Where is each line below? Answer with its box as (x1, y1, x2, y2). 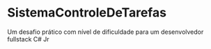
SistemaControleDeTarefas (7, 5, 167, 21)
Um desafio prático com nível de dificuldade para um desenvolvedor (7, 28, 204, 36)
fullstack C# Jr (7, 35, 50, 43)
